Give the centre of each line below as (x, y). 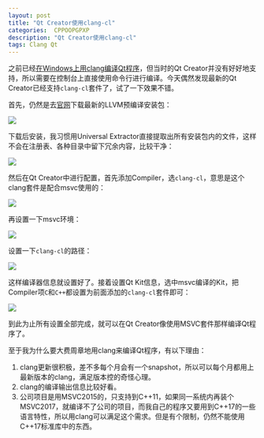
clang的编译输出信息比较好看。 (70, 387)
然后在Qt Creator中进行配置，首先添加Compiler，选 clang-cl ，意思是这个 (126, 178)
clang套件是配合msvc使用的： (57, 188)
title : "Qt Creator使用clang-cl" (62, 23)
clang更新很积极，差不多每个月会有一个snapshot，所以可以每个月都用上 (137, 367)
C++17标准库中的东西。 (58, 426)
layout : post (30, 15)
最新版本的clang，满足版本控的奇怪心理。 (87, 377)
